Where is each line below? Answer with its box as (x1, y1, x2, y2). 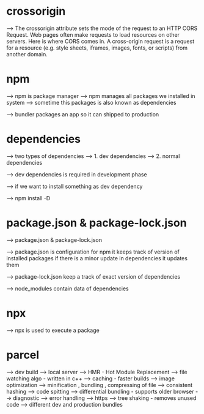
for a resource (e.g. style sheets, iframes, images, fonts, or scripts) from (6, 44, 188, 51)
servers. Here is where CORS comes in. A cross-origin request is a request (6, 37, 194, 45)
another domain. (6, 50, 48, 58)
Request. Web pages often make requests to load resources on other (6, 31, 180, 38)
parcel (6, 348, 40, 362)
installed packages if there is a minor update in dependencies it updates (6, 254, 188, 262)
